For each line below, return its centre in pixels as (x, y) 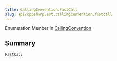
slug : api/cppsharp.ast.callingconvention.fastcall (58, 14)
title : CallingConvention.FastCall (41, 10)
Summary (20, 43)
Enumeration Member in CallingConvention (48, 28)
